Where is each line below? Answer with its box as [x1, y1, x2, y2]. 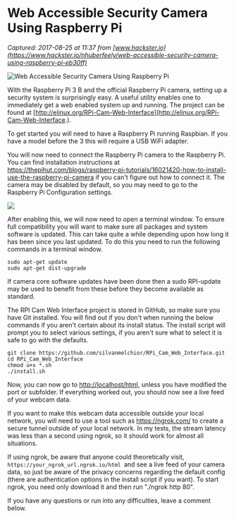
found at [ [7, 108, 36, 116]
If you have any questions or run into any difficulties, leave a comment [7, 496, 211, 505]
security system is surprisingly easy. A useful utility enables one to [7, 93, 201, 102]
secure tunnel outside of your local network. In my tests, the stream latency [7, 423, 227, 432]
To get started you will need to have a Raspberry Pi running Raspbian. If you [7, 129, 228, 138]
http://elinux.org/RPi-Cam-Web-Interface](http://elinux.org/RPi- [35, 108, 220, 116]
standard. [7, 291, 35, 301]
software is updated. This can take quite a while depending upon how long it [7, 229, 229, 238]
